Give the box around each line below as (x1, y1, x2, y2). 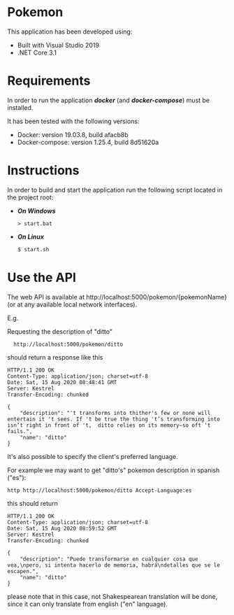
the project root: (7, 193, 54, 202)
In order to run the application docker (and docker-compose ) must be (7, 96, 210, 104)
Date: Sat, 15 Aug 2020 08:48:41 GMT (7, 379, 117, 386)
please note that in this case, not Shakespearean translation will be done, (7, 592, 218, 600)
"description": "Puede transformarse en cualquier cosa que (20, 556, 198, 563)
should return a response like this (7, 353, 103, 361)
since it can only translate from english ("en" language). (7, 600, 168, 608)
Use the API (7, 269, 77, 285)
